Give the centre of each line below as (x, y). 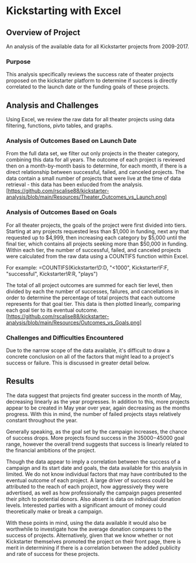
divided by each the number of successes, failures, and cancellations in (93, 291)
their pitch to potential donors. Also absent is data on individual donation (93, 499)
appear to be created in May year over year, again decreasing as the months (98, 408)
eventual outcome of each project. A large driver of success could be (90, 480)
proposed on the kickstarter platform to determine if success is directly (92, 81)
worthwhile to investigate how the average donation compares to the (89, 529)
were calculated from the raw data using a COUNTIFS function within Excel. (97, 256)
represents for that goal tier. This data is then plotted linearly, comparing (93, 303)
